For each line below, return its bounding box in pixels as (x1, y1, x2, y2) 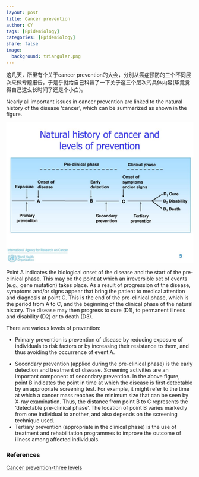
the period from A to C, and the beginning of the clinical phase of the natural (6, 300, 193, 307)
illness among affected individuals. (14, 435, 100, 443)
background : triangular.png (11, 53, 81, 59)
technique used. (14, 416, 55, 424)
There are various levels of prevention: (6, 324, 101, 331)
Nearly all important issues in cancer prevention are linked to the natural (6, 98, 183, 105)
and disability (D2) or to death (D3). (6, 312, 93, 320)
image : (6, 48, 23, 53)
